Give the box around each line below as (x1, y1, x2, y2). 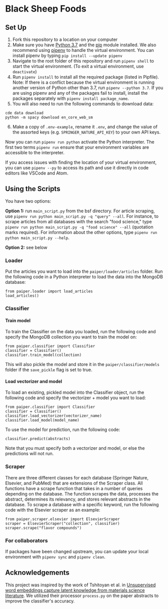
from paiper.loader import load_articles (5, 289, 93, 294)
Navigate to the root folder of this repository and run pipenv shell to (12, 58, 154, 64)
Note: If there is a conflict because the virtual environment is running (12, 79, 154, 85)
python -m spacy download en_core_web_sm (5, 115, 93, 120)
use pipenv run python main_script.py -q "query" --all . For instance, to (5, 213, 159, 219)
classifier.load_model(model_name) (5, 418, 80, 423)
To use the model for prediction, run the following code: (5, 427, 120, 433)
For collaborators (5, 537, 48, 544)
